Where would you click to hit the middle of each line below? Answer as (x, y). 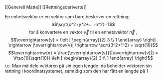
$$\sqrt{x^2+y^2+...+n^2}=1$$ (83, 24)
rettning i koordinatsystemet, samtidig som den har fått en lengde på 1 (76, 71)
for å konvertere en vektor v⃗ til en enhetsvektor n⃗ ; (83, 32)
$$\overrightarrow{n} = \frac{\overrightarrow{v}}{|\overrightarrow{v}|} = (83, 53)
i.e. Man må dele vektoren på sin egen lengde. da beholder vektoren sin (78, 66)
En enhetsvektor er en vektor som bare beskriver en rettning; (67, 17)
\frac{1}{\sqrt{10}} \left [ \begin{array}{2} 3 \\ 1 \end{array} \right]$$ (83, 58)
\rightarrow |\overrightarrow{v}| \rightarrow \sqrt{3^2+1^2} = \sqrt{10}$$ (83, 45)
